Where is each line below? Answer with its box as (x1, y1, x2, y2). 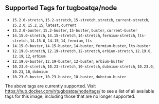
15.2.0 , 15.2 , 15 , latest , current (12, 22, 77, 28)
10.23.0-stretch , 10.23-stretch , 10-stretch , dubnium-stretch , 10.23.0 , (12, 63, 154, 69)
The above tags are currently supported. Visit (5, 83, 96, 89)
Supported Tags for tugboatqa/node (5, 4, 117, 12)
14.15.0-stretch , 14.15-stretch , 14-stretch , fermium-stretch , (12, 32, 137, 38)
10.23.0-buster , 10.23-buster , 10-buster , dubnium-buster (12, 73, 126, 79)
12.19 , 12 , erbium (12, 53, 46, 59)
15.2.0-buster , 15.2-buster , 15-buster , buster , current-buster (12, 27, 138, 33)
